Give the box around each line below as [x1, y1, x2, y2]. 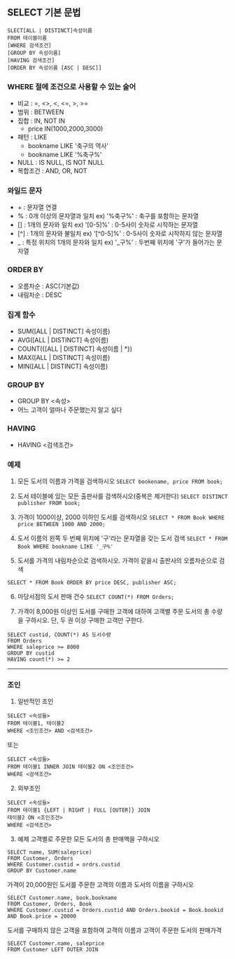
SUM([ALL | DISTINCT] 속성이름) [17, 327, 111, 335]
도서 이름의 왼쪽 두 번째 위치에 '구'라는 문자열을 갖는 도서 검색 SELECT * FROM [17, 534, 228, 542]
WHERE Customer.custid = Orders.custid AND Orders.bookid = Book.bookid [7, 907, 224, 914]
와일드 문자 [7, 186, 43, 196]
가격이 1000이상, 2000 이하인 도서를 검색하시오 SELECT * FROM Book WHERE [17, 513, 225, 521]
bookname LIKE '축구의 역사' [27, 142, 109, 150]
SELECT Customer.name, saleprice [7, 940, 105, 947]
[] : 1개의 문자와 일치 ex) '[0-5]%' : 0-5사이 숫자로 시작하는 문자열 [17, 220, 198, 229]
